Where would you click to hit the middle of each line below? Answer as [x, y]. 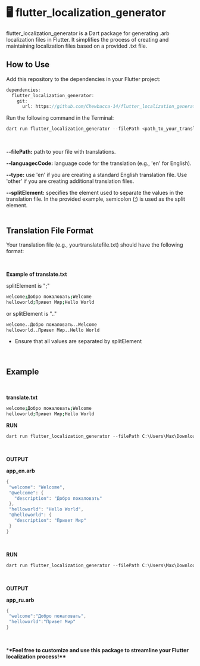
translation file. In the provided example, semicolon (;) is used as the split [96, 199]
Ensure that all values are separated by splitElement [78, 341]
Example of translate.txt [37, 274]
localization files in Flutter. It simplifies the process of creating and [87, 39]
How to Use [28, 65]
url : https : [37, 107]
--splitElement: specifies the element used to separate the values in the [95, 193]
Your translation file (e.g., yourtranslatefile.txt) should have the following [95, 245]
